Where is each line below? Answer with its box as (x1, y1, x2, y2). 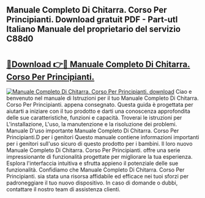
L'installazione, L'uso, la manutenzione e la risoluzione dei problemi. (6, 121, 177, 128)
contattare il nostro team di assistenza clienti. (6, 186, 121, 192)
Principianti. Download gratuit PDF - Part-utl (6, 15, 178, 25)
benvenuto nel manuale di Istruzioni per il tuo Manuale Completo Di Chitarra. (6, 94, 199, 102)
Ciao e (175, 88, 192, 95)
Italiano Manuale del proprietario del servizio (6, 24, 181, 34)
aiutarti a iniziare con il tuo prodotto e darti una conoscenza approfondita (6, 107, 191, 115)
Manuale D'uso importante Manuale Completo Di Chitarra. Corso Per (6, 127, 179, 134)
